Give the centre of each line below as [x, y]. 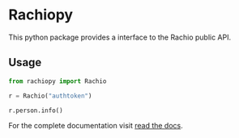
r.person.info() [36, 111]
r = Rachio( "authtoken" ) [50, 96]
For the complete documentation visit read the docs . [96, 126]
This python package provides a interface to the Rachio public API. [120, 37]
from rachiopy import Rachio [58, 81]
